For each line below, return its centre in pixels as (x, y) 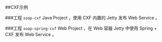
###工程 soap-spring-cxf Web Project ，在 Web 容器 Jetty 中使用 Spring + (81, 28)
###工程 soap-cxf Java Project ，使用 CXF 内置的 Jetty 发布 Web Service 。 (82, 18)
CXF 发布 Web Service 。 (31, 34)
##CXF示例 (17, 7)
